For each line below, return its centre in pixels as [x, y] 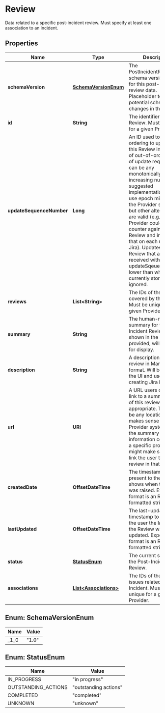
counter [137, 229]
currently [139, 278]
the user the [142, 523]
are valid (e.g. [144, 216]
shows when [143, 484]
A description [144, 357]
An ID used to [144, 137]
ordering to [141, 143]
